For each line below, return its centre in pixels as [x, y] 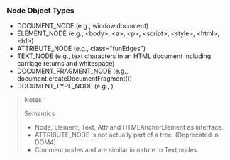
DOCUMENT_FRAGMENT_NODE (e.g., [72, 71]
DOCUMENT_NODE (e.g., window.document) [83, 26]
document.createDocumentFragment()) [75, 79]
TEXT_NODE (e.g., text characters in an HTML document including [114, 56]
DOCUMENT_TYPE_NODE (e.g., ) [65, 86]
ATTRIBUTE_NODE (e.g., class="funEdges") [81, 49]
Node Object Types [40, 11]
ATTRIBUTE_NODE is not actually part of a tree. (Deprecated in [127, 135]
